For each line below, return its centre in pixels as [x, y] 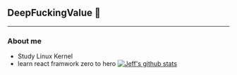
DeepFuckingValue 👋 [54, 13]
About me [25, 41]
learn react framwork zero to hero [67, 64]
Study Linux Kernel [45, 56]
